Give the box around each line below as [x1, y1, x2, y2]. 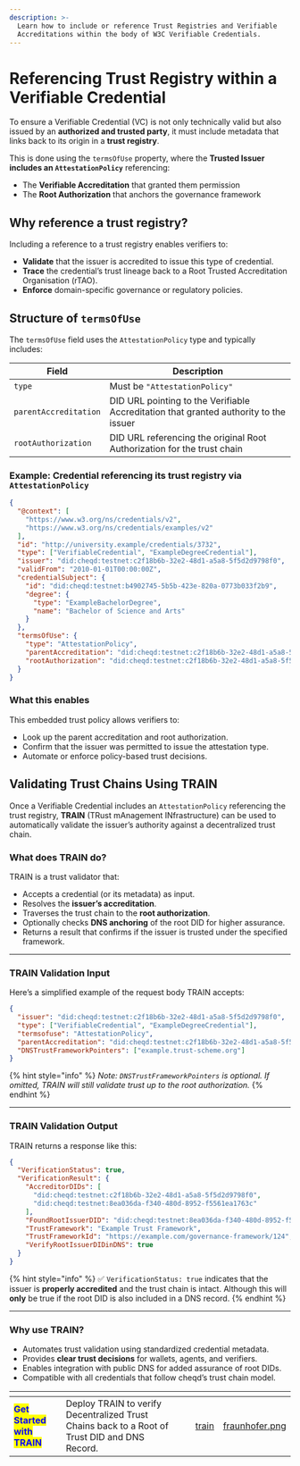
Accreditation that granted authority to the [109, 406, 286, 418]
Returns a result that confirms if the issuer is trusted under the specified [21, 926, 287, 937]
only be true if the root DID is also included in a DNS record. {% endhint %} [9, 1293, 287, 1303]
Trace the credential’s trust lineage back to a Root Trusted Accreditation [21, 265, 287, 277]
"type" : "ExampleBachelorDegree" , [32, 598, 162, 607]
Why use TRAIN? [9, 1323, 85, 1336]
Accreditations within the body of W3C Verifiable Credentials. [17, 29, 262, 38]
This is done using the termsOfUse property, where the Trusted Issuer [9, 153, 265, 163]
